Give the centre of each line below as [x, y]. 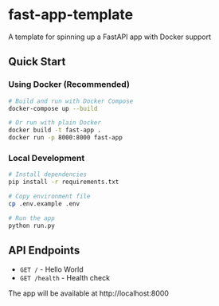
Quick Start [37, 62]
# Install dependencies [48, 175]
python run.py [32, 226]
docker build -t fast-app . [55, 130]
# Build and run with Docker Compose [71, 101]
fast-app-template [71, 15]
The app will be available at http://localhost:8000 [89, 293]
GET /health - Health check [65, 278]
